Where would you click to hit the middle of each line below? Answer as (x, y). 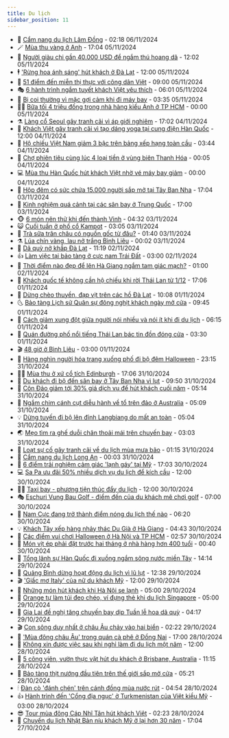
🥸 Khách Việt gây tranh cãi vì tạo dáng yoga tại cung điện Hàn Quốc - (115, 128)
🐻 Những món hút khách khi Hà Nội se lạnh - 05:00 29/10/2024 (106, 590)
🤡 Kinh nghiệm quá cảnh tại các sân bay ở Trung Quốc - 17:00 (105, 204)
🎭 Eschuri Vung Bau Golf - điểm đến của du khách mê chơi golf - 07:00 (119, 497)
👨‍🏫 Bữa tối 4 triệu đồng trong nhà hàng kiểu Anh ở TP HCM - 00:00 (112, 106)
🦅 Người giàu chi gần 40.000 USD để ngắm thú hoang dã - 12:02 (108, 57)
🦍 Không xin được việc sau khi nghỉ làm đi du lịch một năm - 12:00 (110, 644)
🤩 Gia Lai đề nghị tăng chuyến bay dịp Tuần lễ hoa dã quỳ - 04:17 (109, 612)
